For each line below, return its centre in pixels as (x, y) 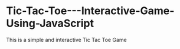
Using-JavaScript (50, 23)
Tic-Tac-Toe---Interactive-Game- (90, 11)
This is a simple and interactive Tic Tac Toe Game (66, 40)
